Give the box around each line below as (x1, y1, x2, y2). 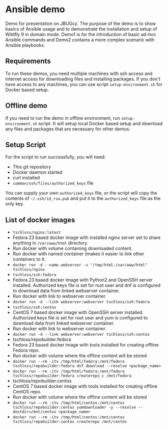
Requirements (5, 57, 51, 66)
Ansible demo (5, 4, 65, 15)
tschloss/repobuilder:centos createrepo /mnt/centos (12, 419, 127, 424)
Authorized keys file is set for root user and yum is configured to (12, 315, 148, 321)
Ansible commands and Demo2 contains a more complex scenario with (5, 37, 155, 43)
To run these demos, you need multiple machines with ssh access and (5, 70, 153, 76)
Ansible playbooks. (5, 42, 45, 48)
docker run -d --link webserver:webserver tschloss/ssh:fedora (12, 300, 150, 305)
